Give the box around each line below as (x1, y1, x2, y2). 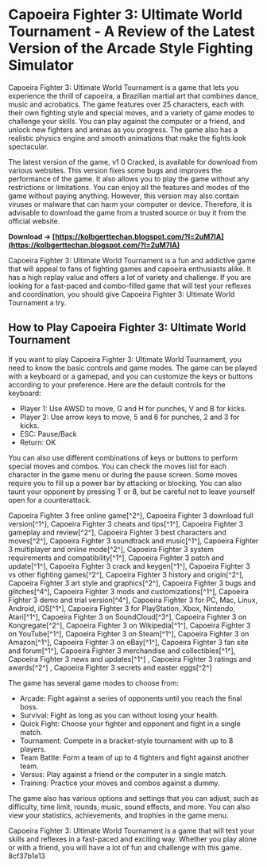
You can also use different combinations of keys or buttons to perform (8, 453, 238, 462)
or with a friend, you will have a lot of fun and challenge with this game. (8, 842, 242, 852)
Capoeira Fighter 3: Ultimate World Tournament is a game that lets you (8, 82, 239, 92)
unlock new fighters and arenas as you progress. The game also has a (8, 125, 238, 134)
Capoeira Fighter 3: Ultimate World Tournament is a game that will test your (8, 826, 255, 835)
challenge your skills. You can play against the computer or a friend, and (8, 116, 246, 126)
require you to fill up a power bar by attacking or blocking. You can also (8, 478, 242, 488)
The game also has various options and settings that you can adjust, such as (8, 793, 259, 803)
